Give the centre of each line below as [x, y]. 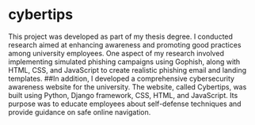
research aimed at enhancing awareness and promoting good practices [125, 44]
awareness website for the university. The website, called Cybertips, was [127, 87]
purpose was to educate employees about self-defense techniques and [125, 104]
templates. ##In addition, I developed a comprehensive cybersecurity [122, 78]
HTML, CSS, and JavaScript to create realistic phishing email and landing [127, 70]
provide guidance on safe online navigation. [80, 112]
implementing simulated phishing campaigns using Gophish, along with [124, 62]
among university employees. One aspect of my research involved [116, 53]
